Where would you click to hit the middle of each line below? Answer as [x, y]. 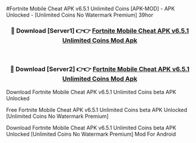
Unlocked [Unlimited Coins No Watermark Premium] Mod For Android [91, 134]
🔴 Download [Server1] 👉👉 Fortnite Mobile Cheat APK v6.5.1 [100, 30]
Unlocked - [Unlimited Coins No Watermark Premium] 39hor [80, 15]
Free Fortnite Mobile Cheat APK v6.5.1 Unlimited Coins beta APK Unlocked [97, 110]
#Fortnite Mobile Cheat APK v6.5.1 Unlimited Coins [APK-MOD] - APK [91, 9]
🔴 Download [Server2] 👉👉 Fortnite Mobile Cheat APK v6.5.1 [100, 69]
